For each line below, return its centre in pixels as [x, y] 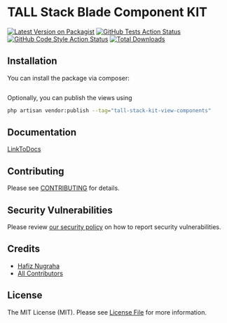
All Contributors [40, 273]
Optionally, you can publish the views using [70, 97]
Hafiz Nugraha [38, 266]
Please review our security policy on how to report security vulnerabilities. [114, 227]
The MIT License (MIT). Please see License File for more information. [107, 312]
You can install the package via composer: [68, 78]
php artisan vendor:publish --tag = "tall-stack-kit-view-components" [109, 110]
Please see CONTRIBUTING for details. [64, 188]
